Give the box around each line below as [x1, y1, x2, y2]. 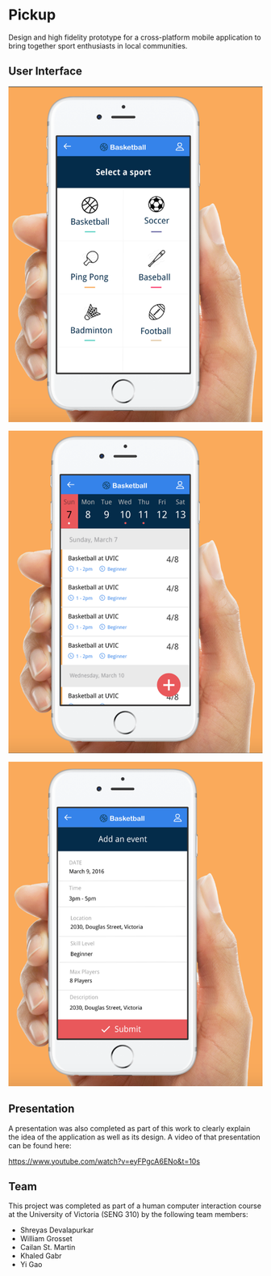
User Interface [8, 65, 83, 78]
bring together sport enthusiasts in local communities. [8, 40, 188, 50]
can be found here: [8, 1140, 72, 1150]
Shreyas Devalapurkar [19, 1225, 94, 1235]
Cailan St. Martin [19, 1243, 76, 1253]
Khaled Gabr [19, 1251, 62, 1261]
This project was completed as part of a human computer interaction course [8, 1201, 262, 1211]
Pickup [8, 6, 56, 24]
